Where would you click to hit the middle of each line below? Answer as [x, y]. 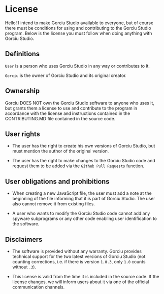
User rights [23, 134]
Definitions [22, 54]
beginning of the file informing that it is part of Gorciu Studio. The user [83, 199]
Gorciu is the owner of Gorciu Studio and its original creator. [66, 75]
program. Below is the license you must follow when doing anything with [79, 33]
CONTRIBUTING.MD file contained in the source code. [60, 118]
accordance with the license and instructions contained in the [68, 113]
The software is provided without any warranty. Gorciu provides [77, 251]
